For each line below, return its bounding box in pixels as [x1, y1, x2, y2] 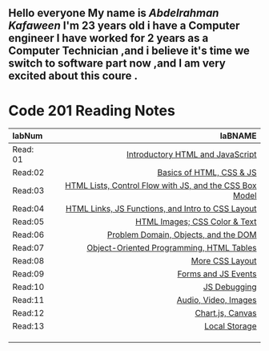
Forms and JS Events [177, 268, 257, 280]
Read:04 [12, 203, 45, 214]
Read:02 [12, 167, 45, 178]
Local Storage [203, 320, 257, 332]
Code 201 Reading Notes [8, 101, 176, 120]
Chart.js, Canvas [195, 308, 257, 319]
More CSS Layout [191, 255, 257, 267]
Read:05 [12, 216, 45, 227]
